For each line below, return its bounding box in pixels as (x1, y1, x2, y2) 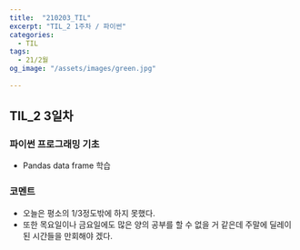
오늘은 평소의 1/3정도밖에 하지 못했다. (22, 207, 156, 218)
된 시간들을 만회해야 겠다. (22, 230, 114, 241)
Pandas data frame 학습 (22, 160, 111, 171)
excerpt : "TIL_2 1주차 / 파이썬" (9, 22, 127, 31)
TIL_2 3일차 (9, 108, 75, 124)
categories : (9, 30, 55, 39)
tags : (9, 47, 30, 56)
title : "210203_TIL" (9, 13, 92, 23)
